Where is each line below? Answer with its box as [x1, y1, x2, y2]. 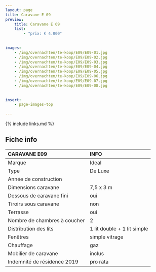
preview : [5, 17, 24, 22]
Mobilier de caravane [8, 250, 58, 257]
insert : [5, 97, 22, 102]
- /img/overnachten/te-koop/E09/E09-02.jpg [14, 54, 108, 60]
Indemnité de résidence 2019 [8, 258, 79, 265]
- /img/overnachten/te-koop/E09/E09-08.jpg [14, 83, 108, 88]
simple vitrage [89, 233, 124, 240]
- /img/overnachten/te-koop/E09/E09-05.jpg [14, 69, 108, 74]
